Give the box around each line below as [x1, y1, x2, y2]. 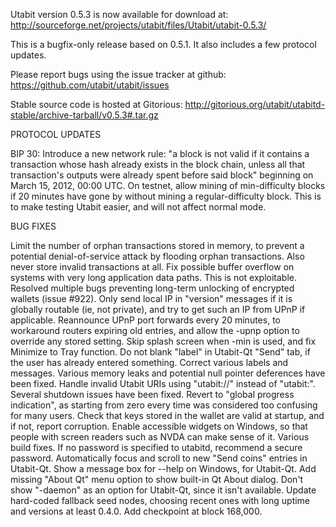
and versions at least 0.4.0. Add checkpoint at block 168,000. [10, 505, 263, 517]
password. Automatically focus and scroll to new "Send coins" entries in [10, 452, 308, 464]
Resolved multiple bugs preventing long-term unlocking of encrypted [10, 282, 295, 294]
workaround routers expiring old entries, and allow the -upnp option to [10, 325, 300, 336]
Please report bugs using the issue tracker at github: [10, 69, 227, 80]
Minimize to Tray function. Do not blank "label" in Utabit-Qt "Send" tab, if [10, 346, 311, 358]
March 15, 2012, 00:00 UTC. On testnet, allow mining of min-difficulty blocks [10, 180, 326, 191]
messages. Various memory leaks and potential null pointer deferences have [10, 367, 326, 379]
